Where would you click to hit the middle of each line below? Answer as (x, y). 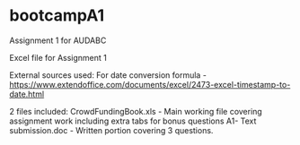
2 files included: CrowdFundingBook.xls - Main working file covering (136, 111)
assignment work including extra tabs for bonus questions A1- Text (133, 121)
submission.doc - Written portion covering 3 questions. (111, 130)
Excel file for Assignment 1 (58, 57)
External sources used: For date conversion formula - (108, 75)
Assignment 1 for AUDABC (58, 40)
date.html (27, 94)
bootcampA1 (57, 16)
